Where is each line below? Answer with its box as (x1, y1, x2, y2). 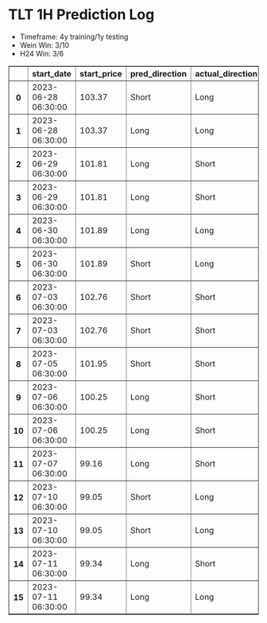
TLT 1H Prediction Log (8, 6, 155, 24)
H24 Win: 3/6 (19, 49, 64, 58)
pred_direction (130, 68, 187, 79)
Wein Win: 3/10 (19, 40, 70, 49)
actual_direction (194, 68, 258, 79)
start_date (31, 68, 72, 79)
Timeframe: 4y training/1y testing (19, 32, 129, 41)
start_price (79, 68, 122, 79)
